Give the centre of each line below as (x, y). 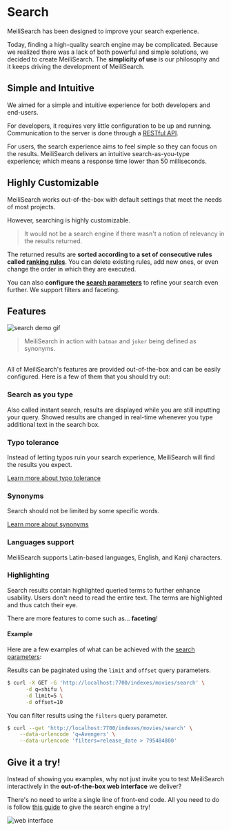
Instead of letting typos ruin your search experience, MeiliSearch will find (111, 457)
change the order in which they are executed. (72, 269)
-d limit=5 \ (44, 696)
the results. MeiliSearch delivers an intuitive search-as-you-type (98, 153)
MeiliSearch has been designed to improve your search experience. (103, 31)
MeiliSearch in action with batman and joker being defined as (110, 341)
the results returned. (53, 241)
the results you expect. (40, 464)
